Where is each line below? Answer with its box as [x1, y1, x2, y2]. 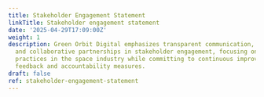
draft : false [8, 70, 51, 77]
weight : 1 [8, 33, 41, 41]
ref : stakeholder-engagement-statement [8, 77, 139, 84]
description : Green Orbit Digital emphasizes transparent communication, [8, 41, 255, 48]
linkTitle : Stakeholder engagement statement [8, 19, 159, 27]
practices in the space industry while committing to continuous [15, 56, 234, 63]
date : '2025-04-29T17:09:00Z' [8, 26, 108, 34]
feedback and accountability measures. [15, 63, 146, 70]
